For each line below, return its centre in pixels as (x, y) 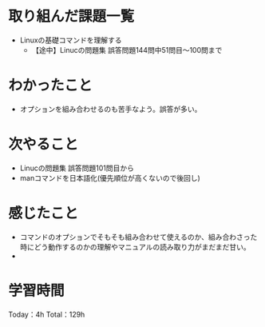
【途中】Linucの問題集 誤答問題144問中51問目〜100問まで (127, 50)
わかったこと (51, 86)
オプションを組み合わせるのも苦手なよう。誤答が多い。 (111, 109)
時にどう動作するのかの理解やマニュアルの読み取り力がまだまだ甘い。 (135, 247)
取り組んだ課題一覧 (71, 16)
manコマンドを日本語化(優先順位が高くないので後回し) (110, 177)
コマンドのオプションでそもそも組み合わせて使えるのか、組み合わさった (138, 237)
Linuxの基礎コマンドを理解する (71, 40)
